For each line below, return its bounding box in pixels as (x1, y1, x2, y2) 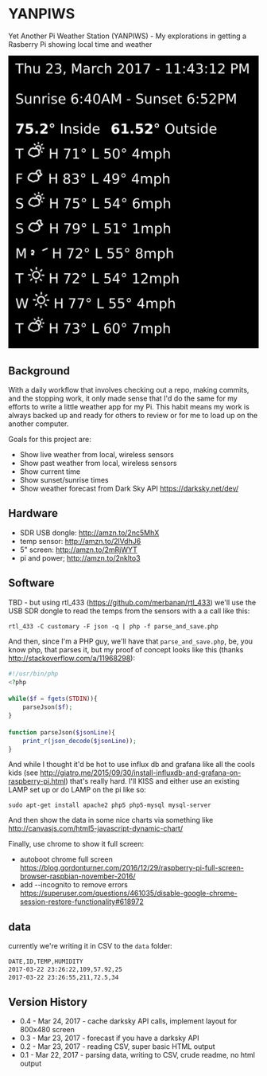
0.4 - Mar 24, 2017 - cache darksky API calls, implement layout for (19, 1016, 238, 1026)
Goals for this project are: (8, 435, 91, 444)
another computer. (8, 419, 69, 428)
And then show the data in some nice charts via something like (8, 816, 214, 825)
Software (8, 577, 55, 590)
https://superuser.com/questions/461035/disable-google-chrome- (19, 889, 238, 898)
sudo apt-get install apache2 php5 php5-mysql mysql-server (8, 801, 212, 809)
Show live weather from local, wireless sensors (19, 450, 175, 460)
